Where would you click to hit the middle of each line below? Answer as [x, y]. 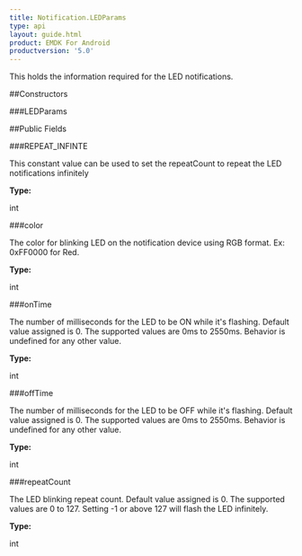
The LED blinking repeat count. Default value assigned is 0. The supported [147, 499]
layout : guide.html [46, 34]
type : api [28, 26]
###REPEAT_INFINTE [49, 146]
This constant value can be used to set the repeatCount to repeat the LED [146, 163]
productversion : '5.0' [52, 51]
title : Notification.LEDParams [68, 18]
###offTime [31, 393]
